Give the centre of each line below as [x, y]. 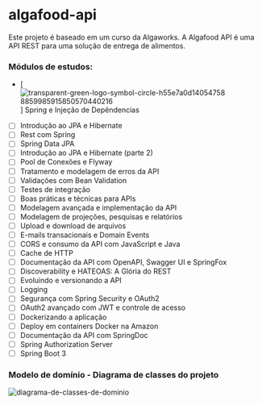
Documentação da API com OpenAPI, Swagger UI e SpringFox [123, 262]
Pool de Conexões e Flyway [66, 162]
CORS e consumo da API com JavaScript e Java [100, 244]
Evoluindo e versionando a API [71, 281]
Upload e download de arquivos [73, 225]
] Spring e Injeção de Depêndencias [79, 110]
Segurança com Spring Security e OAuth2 [89, 299]
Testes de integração [55, 189]
